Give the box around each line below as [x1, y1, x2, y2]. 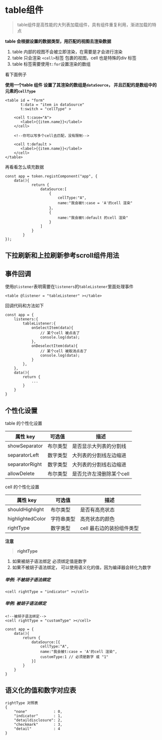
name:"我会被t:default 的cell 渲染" [57, 215, 129, 220]
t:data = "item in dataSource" [20, 102, 84, 107]
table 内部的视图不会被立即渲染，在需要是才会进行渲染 [12, 49, 123, 55]
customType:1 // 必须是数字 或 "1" [40, 654, 109, 659]
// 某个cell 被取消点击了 [40, 349, 87, 354]
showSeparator [7, 442, 43, 449]
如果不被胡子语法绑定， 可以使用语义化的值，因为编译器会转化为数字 [12, 564, 151, 570]
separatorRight [7, 461, 42, 468]
